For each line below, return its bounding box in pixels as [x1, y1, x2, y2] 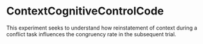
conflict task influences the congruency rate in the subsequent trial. [6, 30, 177, 37]
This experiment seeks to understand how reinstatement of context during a [6, 24, 198, 31]
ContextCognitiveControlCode [6, 4, 164, 18]
